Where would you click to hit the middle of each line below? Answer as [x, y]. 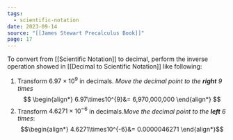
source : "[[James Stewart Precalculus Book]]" [76, 33]
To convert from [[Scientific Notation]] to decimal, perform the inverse [108, 59]
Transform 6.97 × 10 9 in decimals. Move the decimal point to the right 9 [120, 80]
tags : [15, 14]
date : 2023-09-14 [32, 26]
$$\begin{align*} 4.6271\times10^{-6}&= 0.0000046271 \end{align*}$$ [122, 130]
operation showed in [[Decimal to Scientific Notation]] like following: [105, 67]
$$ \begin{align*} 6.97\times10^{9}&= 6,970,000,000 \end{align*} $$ [122, 99]
